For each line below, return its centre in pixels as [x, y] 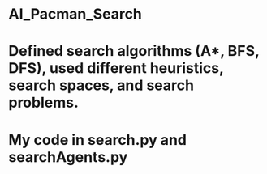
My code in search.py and [97, 140]
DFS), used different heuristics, [116, 68]
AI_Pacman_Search [75, 14]
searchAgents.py [68, 157]
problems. [44, 103]
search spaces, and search [101, 85]
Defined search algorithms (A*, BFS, [134, 51]
